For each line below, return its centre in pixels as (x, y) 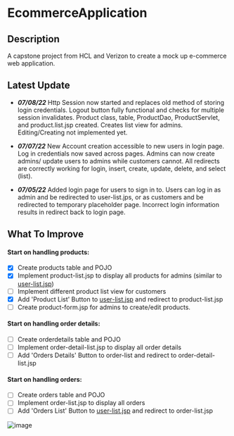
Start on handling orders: (45, 379)
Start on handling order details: (54, 324)
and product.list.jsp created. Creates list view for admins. (100, 125)
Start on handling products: (48, 252)
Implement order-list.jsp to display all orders (81, 403)
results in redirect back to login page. (71, 212)
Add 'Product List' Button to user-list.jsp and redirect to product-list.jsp (120, 299)
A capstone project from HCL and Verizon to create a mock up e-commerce (117, 56)
